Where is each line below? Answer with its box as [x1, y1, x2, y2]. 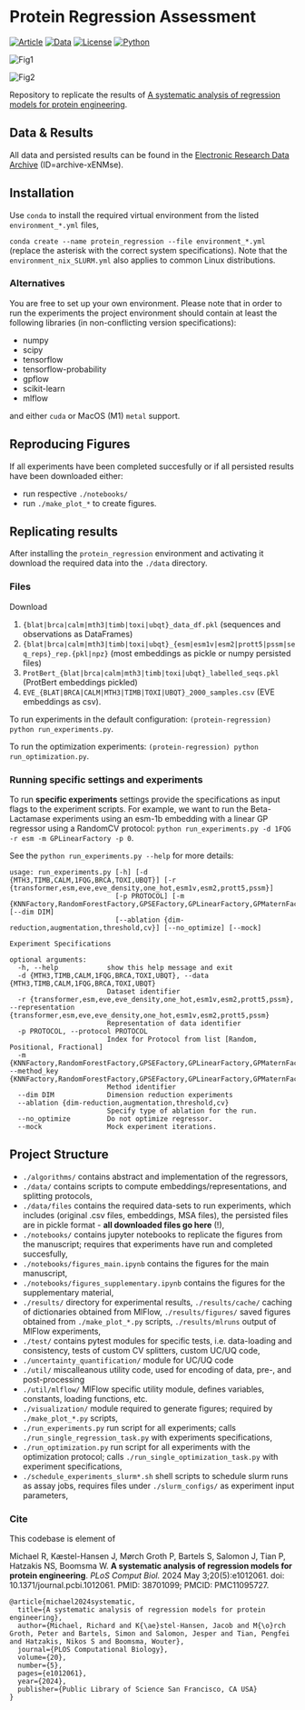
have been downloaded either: [9, 470, 124, 481]
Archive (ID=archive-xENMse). [9, 159, 124, 170]
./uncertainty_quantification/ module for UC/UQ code [22, 1355, 234, 1365]
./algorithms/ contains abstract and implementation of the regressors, [22, 1171, 289, 1182]
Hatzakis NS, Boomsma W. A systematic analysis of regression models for [9, 1561, 292, 1572]
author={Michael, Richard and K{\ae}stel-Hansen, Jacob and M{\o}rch [17, 1621, 286, 1631]
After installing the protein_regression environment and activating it [9, 548, 264, 559]
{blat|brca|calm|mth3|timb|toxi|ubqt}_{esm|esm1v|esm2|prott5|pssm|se [22, 639, 296, 649]
